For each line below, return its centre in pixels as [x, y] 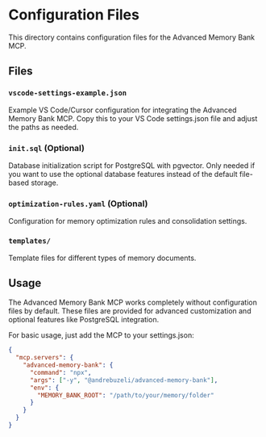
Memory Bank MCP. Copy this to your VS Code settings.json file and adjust [133, 118]
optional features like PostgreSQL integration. [84, 320]
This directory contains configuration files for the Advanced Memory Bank [132, 37]
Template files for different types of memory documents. [102, 258]
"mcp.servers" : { [45, 358]
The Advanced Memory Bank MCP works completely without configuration [133, 303]
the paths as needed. [44, 127]
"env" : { [44, 388]
